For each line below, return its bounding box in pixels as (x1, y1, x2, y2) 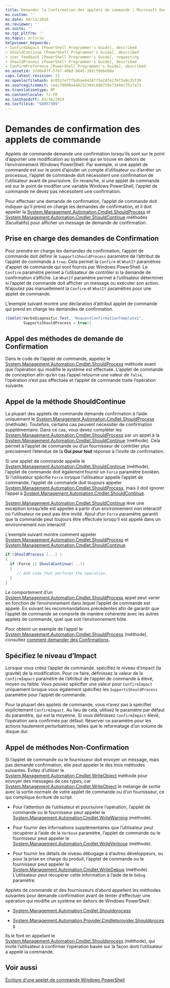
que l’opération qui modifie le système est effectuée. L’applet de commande (5, 366, 163, 372)
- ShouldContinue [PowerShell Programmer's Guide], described (5, 50, 139, 55)
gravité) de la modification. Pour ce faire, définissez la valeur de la (5, 670, 143, 676)
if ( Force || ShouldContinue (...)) (10, 562, 85, 567)
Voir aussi (5, 963, 37, 972)
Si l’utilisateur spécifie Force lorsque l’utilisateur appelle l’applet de (5, 474, 143, 481)
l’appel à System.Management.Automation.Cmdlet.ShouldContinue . (5, 490, 146, 496)
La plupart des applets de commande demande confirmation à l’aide (5, 411, 148, 417)
